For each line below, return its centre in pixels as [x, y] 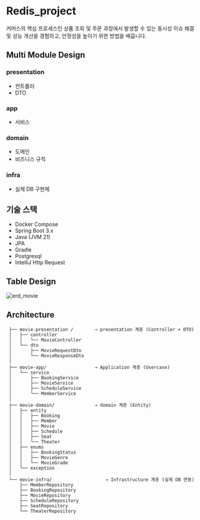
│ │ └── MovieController [45, 340]
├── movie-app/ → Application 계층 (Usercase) [90, 367]
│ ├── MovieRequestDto [45, 350]
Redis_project [41, 11]
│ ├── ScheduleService [45, 388]
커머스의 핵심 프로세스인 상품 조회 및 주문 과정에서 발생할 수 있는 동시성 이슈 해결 [100, 28]
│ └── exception [32, 468]
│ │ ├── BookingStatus [43, 452]
